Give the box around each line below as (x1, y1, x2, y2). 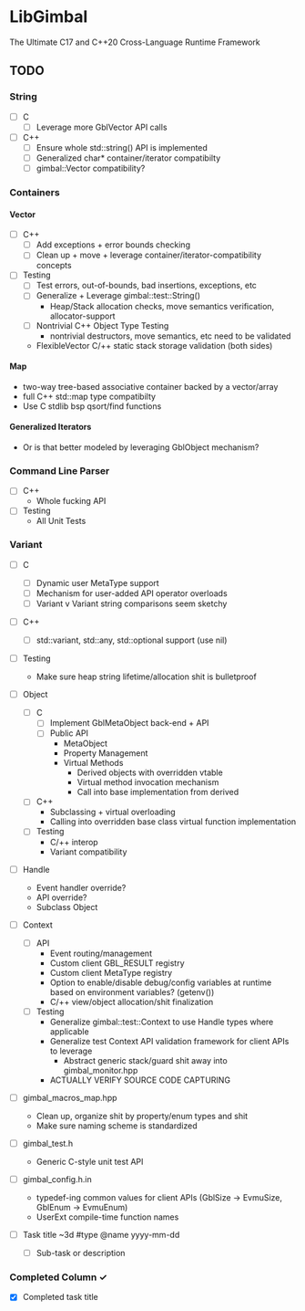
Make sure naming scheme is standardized (36, 1120, 198, 1131)
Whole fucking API (36, 496, 107, 507)
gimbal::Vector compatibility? (36, 163, 146, 173)
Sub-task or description (36, 1248, 126, 1258)
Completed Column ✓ (9, 1271, 107, 1284)
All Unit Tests (36, 516, 86, 527)
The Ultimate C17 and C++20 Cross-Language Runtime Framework (9, 37, 261, 47)
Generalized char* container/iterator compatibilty (36, 152, 221, 163)
